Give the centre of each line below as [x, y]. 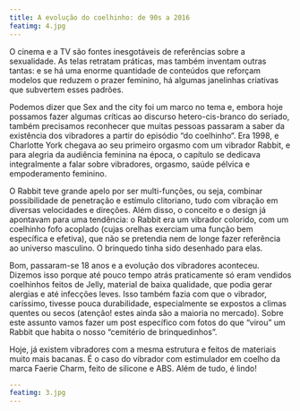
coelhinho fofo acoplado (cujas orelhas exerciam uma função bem [131, 228]
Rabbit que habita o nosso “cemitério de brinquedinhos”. [113, 331]
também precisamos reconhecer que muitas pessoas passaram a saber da [147, 125]
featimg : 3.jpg [38, 393]
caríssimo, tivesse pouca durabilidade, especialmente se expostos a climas [148, 303]
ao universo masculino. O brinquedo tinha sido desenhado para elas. [136, 248]
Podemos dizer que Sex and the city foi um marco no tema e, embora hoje [146, 107]
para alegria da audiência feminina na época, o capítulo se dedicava [135, 154]
